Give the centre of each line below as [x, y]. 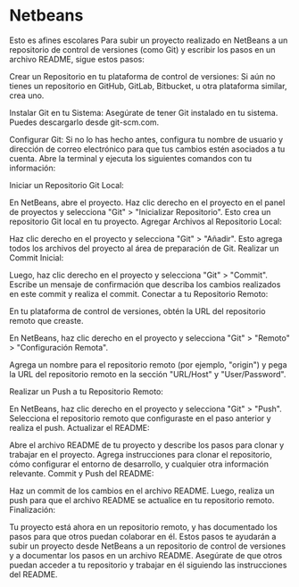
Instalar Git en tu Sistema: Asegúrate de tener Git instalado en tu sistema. [144, 112]
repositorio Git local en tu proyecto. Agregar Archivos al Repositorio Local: [146, 221]
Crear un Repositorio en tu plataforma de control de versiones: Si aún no [142, 76]
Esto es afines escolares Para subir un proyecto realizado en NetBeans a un [149, 40]
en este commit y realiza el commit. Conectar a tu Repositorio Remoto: [139, 293]
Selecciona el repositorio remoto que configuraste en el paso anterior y [140, 418]
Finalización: [33, 509]
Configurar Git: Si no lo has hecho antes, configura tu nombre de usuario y [146, 139]
